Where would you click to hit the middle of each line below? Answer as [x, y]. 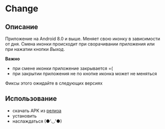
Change [22, 9]
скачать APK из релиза [37, 110]
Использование [31, 99]
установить [25, 116]
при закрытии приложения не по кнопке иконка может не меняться [85, 74]
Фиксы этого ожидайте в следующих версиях [54, 83]
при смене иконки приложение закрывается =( [63, 68]
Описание [22, 27]
